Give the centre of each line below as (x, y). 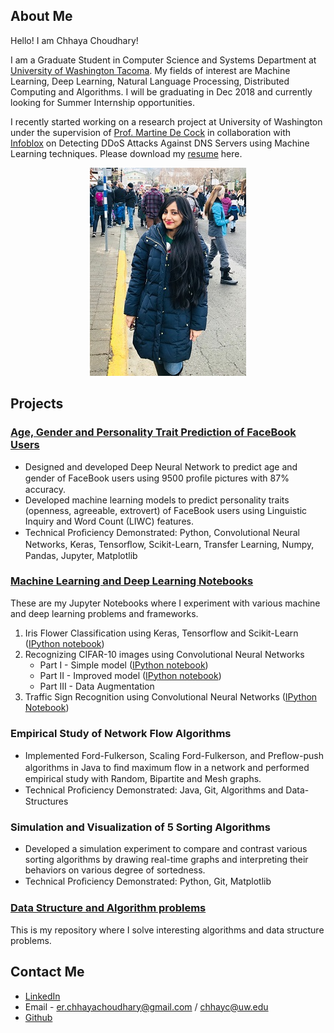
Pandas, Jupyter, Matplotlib (81, 555)
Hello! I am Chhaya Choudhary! (74, 40)
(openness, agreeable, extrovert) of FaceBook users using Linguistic (166, 510)
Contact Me (47, 972)
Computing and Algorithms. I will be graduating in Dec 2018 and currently (161, 91)
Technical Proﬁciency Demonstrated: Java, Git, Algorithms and (154, 790)
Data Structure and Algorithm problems (108, 908)
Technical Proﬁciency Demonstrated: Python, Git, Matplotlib (148, 881)
